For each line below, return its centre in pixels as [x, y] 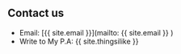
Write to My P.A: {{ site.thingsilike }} [79, 41]
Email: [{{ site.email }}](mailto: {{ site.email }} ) [96, 32]
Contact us [36, 13]
